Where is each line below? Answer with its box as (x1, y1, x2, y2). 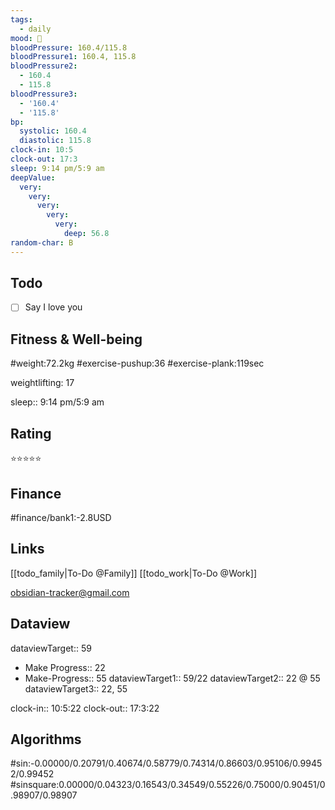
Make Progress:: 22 (24, 661, 106, 673)
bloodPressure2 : (10, 61, 78, 71)
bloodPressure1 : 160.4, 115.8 (10, 52, 137, 62)
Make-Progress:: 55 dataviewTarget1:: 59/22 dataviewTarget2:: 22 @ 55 (24, 672, 321, 684)
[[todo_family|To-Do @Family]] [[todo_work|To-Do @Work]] (10, 567, 258, 579)
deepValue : (10, 172, 56, 183)
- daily (19, 24, 52, 34)
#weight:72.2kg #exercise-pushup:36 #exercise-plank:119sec (10, 357, 265, 370)
